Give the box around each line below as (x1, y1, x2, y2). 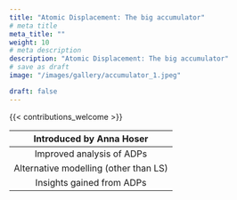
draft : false (9, 86, 58, 96)
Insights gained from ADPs (35, 176, 147, 188)
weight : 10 (9, 37, 50, 47)
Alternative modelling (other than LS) (13, 162, 168, 174)
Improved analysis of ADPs (34, 148, 148, 160)
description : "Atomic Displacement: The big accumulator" (9, 54, 229, 63)
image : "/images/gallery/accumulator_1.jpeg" (9, 71, 181, 80)
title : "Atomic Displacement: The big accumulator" (9, 12, 205, 22)
